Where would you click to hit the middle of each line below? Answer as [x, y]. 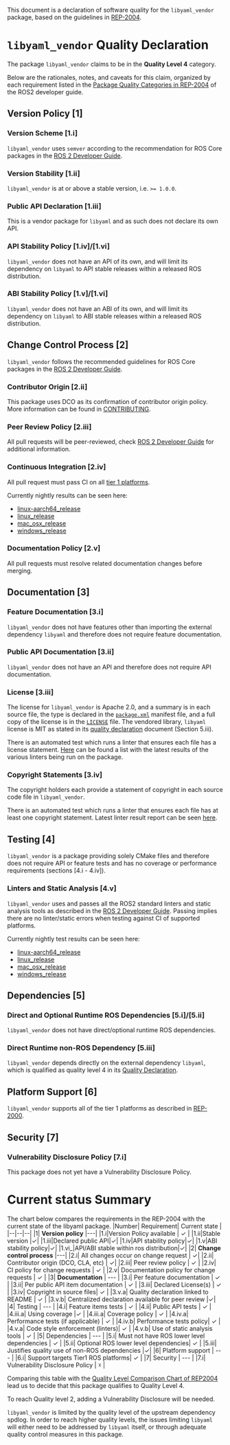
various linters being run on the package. [65, 757]
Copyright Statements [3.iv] [55, 775]
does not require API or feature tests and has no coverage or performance [112, 864]
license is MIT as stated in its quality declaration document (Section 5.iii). [111, 729]
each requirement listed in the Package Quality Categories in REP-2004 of [112, 85]
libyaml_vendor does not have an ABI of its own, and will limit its [97, 308]
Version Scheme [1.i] [43, 133]
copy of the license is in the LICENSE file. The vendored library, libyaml [106, 722]
